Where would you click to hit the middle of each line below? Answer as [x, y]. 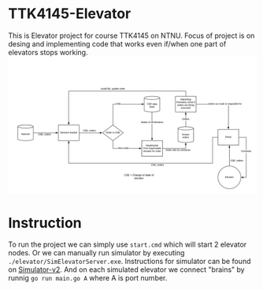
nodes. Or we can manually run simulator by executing [96, 253]
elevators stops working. [48, 52]
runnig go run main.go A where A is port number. [88, 278]
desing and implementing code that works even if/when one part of [117, 43]
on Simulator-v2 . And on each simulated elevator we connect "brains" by [127, 270]
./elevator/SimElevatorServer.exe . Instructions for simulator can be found [130, 262]
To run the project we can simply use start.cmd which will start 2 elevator [128, 244]
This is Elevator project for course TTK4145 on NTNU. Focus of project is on [131, 35]
